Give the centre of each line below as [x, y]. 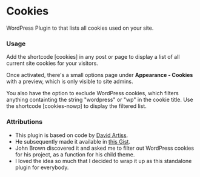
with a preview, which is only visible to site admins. [70, 82]
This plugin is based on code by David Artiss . [72, 135]
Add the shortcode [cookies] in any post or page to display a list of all [93, 57]
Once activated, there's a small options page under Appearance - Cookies [100, 75]
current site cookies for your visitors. [52, 63]
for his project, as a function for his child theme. [75, 154]
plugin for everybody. [42, 167]
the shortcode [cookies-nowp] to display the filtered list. [76, 106]
